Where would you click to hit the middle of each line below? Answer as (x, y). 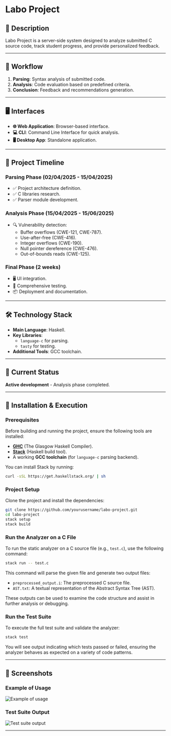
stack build (18, 524)
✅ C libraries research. (36, 194)
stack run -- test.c (27, 563)
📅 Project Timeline (35, 163)
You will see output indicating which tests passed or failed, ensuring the (81, 647)
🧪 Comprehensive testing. (40, 286)
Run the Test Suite (28, 617)
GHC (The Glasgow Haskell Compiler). (53, 446)
